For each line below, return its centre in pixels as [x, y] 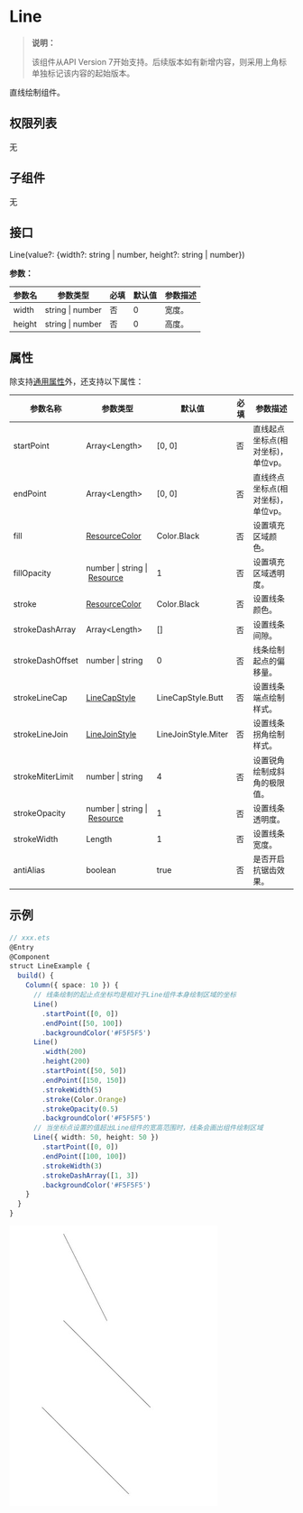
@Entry [22, 947]
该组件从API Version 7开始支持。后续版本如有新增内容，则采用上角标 [159, 61]
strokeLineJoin [41, 734]
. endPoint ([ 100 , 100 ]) [84, 1156]
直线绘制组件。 [37, 92]
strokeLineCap [40, 697]
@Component [30, 957]
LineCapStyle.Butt [190, 697]
